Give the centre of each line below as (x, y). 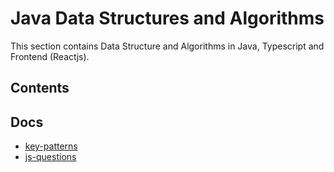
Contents (40, 88)
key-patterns (51, 146)
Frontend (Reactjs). (50, 56)
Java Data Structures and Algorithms (167, 18)
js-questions (50, 157)
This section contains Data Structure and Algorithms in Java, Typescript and (167, 46)
